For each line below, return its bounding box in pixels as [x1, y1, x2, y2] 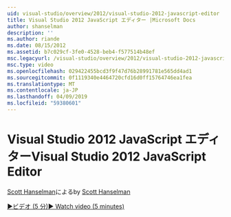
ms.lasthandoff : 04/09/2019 [7, 94, 88, 101]
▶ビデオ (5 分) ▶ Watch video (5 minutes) [7, 202, 125, 210]
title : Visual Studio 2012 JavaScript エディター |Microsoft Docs [7, 17, 196, 23]
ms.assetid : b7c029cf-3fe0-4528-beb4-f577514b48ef [7, 49, 155, 56]
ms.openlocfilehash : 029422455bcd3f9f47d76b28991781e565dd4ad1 [7, 68, 192, 74]
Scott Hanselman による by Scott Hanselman [7, 187, 131, 196]
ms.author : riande [7, 36, 60, 43]
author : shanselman [7, 23, 63, 30]
